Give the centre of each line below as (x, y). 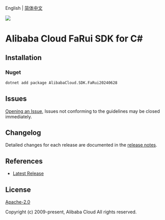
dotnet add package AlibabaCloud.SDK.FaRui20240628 (61, 83)
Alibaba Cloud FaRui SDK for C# (74, 39)
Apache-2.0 (18, 202)
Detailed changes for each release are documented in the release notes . (81, 145)
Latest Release (28, 173)
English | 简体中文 (24, 8)
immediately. (19, 116)
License (18, 189)
